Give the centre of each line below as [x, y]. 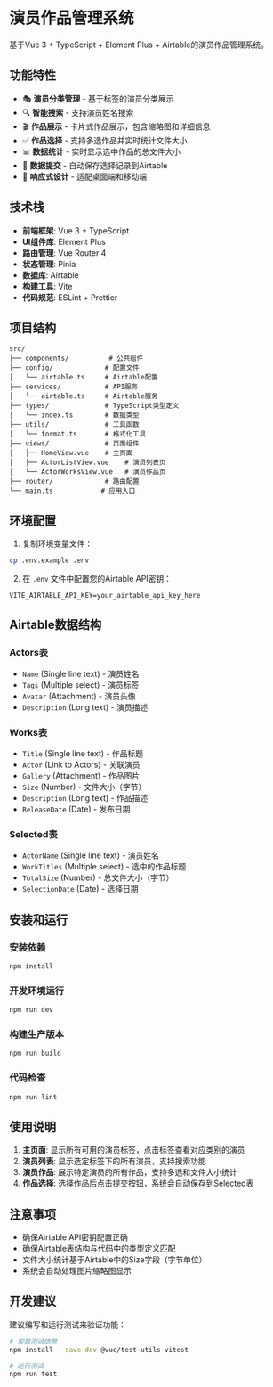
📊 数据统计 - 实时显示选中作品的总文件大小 [101, 151]
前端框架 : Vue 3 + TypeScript [76, 230]
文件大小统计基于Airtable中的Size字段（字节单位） [114, 1260]
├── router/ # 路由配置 [74, 482]
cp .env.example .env [49, 561]
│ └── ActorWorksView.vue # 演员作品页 [88, 472]
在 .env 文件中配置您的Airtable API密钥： [96, 579]
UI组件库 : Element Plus [64, 241]
